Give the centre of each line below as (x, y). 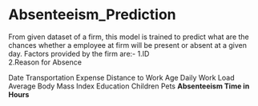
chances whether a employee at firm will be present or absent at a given (127, 45)
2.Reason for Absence (45, 62)
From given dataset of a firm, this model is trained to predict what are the (129, 37)
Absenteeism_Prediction (92, 15)
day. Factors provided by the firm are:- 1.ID (79, 53)
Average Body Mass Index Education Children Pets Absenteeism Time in (129, 86)
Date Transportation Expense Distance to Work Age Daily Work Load (121, 77)
